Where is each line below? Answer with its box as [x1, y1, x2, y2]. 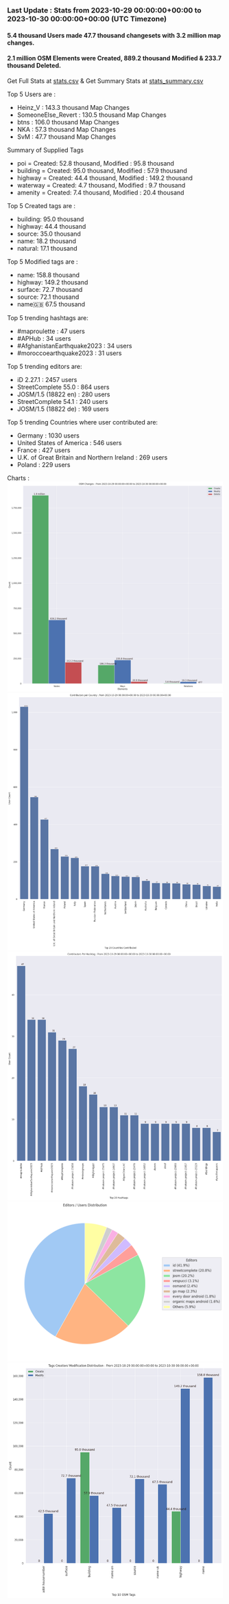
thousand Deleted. [7, 61, 62, 70]
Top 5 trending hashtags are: [7, 313, 89, 321]
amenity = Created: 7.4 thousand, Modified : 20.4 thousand [16, 188, 184, 196]
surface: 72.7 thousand [16, 285, 83, 293]
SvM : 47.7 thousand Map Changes [16, 133, 117, 141]
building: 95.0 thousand [16, 215, 84, 223]
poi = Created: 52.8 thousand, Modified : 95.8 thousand [16, 159, 175, 167]
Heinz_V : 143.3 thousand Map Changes [16, 103, 130, 111]
